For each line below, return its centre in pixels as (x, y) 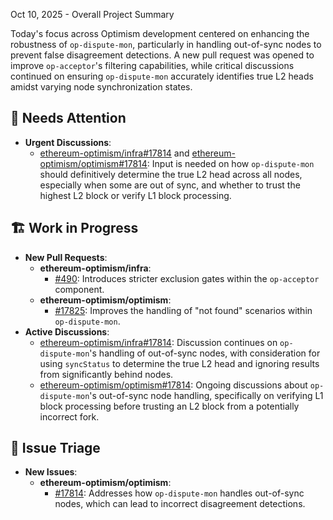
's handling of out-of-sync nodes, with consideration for (205, 353)
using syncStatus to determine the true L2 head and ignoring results (179, 363)
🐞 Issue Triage (55, 448)
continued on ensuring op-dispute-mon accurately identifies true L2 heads (162, 76)
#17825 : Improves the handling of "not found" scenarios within (183, 310)
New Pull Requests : (66, 257)
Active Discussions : (67, 331)
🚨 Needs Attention (68, 118)
